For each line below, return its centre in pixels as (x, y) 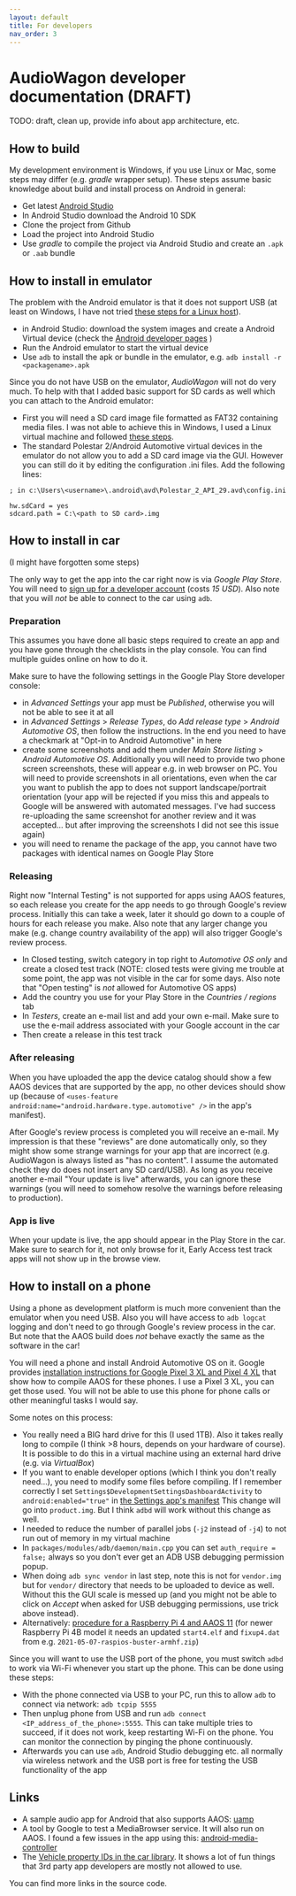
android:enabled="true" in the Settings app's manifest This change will (151, 1500)
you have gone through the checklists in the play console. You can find (138, 650)
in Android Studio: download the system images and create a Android (148, 328)
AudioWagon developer (98, 77)
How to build (45, 148)
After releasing (42, 1058)
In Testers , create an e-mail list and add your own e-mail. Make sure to (151, 1016)
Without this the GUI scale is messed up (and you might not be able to (149, 1594)
